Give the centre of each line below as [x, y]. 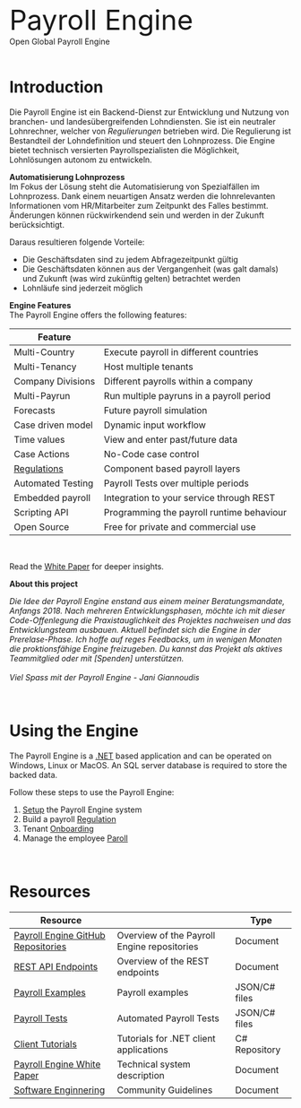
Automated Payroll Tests [168, 1018]
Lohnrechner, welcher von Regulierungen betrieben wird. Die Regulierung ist [150, 131]
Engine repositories [158, 947]
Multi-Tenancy [45, 367]
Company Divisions [55, 381]
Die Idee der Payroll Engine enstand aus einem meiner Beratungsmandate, [147, 601]
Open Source [42, 526]
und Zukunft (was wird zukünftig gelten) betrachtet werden [131, 278]
